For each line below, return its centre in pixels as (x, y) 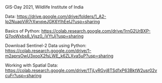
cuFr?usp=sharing (23, 75)
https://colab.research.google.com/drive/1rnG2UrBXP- (96, 31)
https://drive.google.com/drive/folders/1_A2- (62, 16)
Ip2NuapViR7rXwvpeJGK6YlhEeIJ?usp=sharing (53, 22)
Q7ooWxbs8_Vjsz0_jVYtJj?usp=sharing (44, 36)
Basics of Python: (23, 31)
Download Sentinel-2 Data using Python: (46, 45)
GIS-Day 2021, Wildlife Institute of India (44, 7)
